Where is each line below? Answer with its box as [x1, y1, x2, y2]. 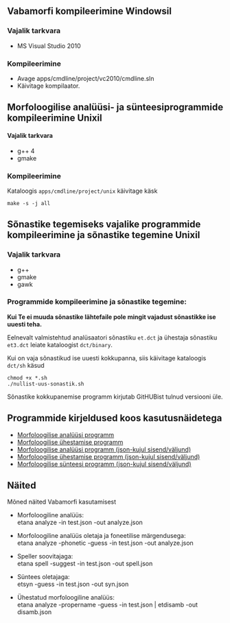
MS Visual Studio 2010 [16, 41, 81, 50]
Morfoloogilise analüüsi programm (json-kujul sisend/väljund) [16, 445, 192, 454]
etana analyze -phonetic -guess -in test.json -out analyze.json [16, 539, 194, 548]
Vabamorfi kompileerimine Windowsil [7, 5, 172, 17]
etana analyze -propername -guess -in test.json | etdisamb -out [16, 600, 198, 609]
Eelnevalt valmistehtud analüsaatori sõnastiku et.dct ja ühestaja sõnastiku [7, 333, 218, 342]
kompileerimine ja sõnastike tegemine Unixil [7, 229, 200, 241]
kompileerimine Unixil [7, 113, 102, 124]
